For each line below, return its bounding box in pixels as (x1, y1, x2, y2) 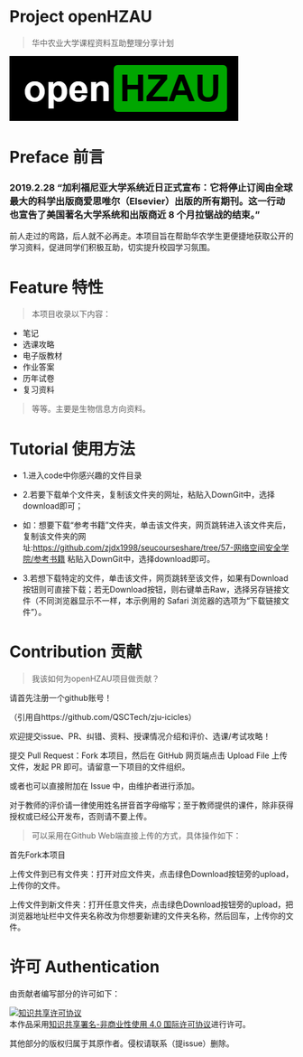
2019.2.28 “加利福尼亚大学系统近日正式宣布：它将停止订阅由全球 (9, 182, 293, 194)
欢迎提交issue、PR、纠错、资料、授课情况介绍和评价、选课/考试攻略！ (9, 731, 271, 742)
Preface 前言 (9, 147, 106, 168)
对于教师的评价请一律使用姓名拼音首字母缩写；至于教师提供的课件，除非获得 (9, 800, 294, 810)
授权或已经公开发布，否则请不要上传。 (9, 811, 151, 822)
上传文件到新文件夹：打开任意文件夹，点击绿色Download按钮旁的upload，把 (9, 899, 294, 910)
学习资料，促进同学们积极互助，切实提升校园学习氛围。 (9, 242, 215, 253)
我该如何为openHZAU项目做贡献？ (31, 673, 161, 684)
